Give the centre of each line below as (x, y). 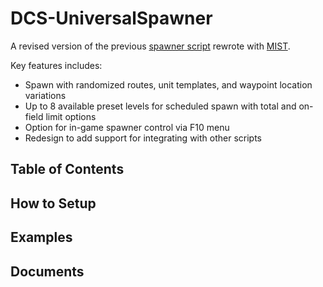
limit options (71, 116)
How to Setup (53, 203)
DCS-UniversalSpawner (111, 18)
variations (45, 95)
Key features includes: (56, 65)
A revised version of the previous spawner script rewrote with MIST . (150, 46)
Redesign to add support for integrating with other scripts (143, 138)
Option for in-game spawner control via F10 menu (127, 127)
